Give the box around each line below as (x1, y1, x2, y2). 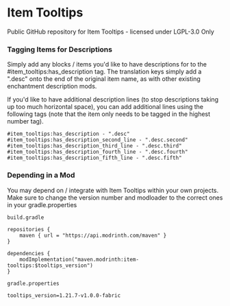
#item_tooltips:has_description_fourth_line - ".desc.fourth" (7, 149, 188, 156)
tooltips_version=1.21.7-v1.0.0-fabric (7, 292, 121, 299)
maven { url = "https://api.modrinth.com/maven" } (19, 232, 167, 239)
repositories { (7, 226, 51, 233)
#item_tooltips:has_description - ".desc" (7, 130, 130, 138)
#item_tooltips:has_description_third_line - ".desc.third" (7, 143, 183, 150)
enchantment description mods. (7, 82, 97, 91)
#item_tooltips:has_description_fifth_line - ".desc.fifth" (7, 154, 183, 162)
